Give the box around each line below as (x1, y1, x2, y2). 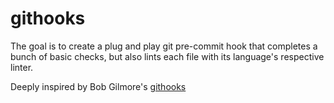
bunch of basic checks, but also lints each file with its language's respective (10, 50, 325, 62)
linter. (10, 61, 34, 73)
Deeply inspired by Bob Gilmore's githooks (10, 80, 187, 92)
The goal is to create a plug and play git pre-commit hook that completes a (10, 40, 318, 52)
